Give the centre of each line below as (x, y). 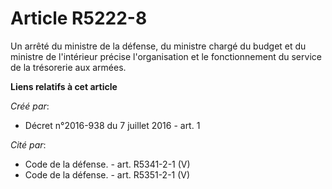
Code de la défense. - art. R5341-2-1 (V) (107, 164)
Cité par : (28, 144)
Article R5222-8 (79, 18)
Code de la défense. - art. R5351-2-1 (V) (107, 174)
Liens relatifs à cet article (64, 86)
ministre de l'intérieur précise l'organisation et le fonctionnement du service (166, 56)
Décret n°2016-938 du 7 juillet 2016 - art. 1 (112, 125)
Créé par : (30, 106)
